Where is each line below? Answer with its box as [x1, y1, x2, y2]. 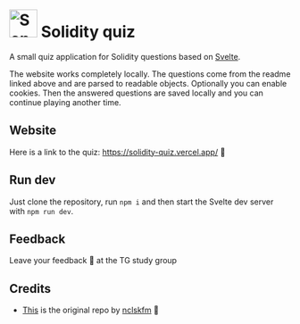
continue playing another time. [9, 96, 122, 107]
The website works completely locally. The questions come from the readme [9, 68, 291, 79]
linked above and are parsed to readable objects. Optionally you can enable [9, 78, 287, 88]
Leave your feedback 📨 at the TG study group [9, 255, 177, 266]
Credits [9, 281, 52, 296]
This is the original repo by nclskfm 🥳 [21, 304, 159, 316]
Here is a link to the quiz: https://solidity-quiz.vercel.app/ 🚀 [9, 146, 226, 157]
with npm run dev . [9, 205, 74, 216]
